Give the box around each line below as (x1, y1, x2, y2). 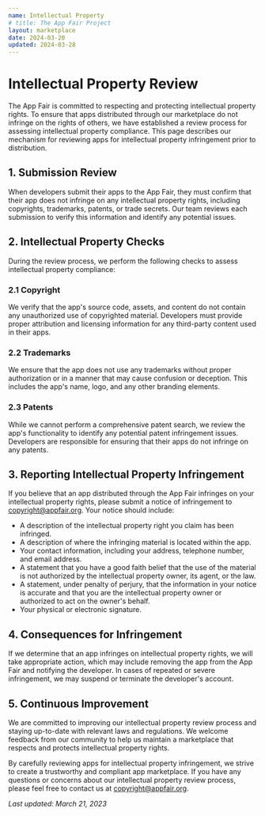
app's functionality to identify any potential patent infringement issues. (8, 428, 239, 437)
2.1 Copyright (8, 284, 61, 295)
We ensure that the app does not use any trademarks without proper (8, 365, 232, 375)
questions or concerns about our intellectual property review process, (8, 776, 236, 785)
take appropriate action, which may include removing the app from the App (8, 657, 253, 667)
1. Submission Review (8, 166, 117, 179)
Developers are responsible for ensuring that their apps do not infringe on (8, 436, 249, 446)
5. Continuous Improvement (8, 697, 149, 710)
